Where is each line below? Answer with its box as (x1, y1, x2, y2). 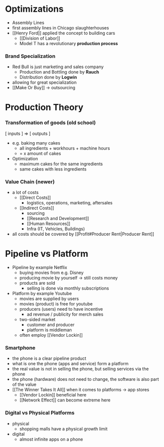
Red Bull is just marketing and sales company (12, 64, 104, 70)
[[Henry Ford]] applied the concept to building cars (12, 30, 116, 36)
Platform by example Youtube (12, 290, 72, 296)
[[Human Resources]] (26, 221, 70, 226)
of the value (12, 381, 37, 388)
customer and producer (26, 322, 75, 327)
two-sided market (19, 316, 56, 322)
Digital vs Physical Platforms (5, 409, 75, 416)
